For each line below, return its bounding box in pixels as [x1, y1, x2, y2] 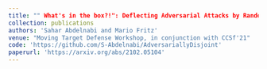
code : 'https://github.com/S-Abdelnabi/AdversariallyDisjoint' [8, 41, 222, 49]
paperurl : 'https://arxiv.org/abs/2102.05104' [8, 48, 165, 56]
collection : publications [8, 19, 94, 27]
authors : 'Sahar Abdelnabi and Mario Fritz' [8, 26, 158, 34]
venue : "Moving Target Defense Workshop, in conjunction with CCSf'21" [8, 33, 250, 42]
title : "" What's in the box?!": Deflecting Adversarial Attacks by [8, 11, 240, 20]
